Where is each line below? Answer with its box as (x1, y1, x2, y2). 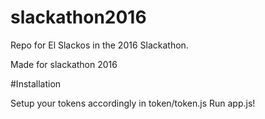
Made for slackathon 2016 (10, 58, 118, 70)
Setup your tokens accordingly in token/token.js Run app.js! (10, 97, 256, 109)
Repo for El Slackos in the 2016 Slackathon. (10, 39, 189, 51)
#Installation (10, 77, 62, 90)
